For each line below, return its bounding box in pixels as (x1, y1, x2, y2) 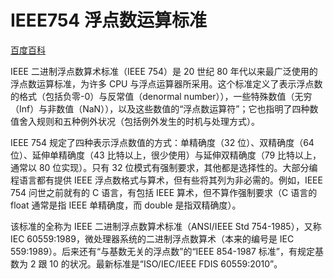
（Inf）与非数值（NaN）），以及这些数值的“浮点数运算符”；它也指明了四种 (10, 102, 310, 115)
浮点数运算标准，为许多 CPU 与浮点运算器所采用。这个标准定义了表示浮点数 (10, 77, 323, 90)
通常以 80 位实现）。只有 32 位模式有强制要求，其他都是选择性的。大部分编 (10, 161, 318, 173)
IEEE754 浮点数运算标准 (10, 9, 207, 32)
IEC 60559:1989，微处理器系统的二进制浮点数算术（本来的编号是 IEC (10, 232, 295, 245)
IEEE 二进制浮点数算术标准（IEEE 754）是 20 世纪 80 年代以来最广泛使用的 (10, 65, 318, 77)
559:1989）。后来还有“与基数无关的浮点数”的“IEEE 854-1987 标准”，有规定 (10, 245, 315, 257)
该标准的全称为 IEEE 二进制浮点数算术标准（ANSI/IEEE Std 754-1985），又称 (10, 220, 322, 232)
